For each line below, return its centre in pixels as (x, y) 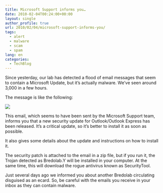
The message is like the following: (39, 97)
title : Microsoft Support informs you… (45, 9)
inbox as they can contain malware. (41, 186)
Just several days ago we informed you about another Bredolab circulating (80, 175)
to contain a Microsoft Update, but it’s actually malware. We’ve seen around (81, 83)
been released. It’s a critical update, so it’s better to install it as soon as (76, 126)
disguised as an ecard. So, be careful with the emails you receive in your (78, 180)
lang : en (14, 55)
